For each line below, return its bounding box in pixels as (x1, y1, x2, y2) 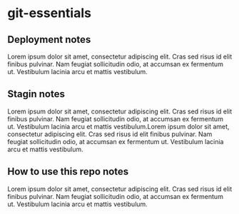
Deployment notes (7, 34, 91, 46)
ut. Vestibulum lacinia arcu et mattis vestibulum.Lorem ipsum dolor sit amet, (7, 122, 230, 131)
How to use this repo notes (7, 165, 129, 178)
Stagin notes (7, 88, 66, 101)
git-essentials (7, 5, 91, 21)
